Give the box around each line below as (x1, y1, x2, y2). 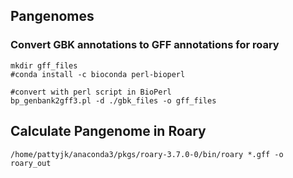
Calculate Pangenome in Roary (10, 123, 207, 140)
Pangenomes (10, 8, 95, 25)
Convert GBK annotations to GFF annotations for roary (10, 38, 280, 52)
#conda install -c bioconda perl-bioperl (10, 69, 186, 79)
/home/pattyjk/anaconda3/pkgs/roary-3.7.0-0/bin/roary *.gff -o (10, 149, 284, 159)
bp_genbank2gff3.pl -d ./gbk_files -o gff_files (10, 95, 217, 106)
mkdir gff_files (10, 60, 78, 71)
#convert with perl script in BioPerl (10, 87, 172, 97)
